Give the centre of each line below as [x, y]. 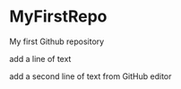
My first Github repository [57, 41]
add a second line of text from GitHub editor [90, 76]
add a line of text [40, 58]
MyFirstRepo [58, 17]
